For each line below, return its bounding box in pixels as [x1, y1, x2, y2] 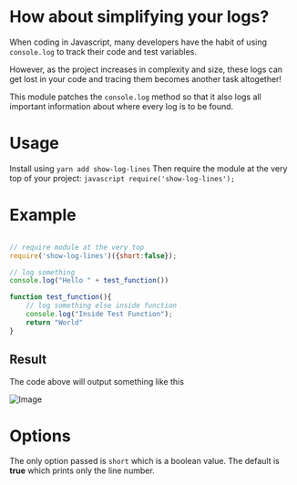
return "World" [26, 317, 84, 327]
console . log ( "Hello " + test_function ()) [9, 276, 169, 285]
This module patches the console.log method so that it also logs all [9, 91, 261, 102]
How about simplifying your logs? [9, 6, 270, 27]
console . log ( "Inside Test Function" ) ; [26, 310, 173, 319]
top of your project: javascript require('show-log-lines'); [9, 172, 235, 183]
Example [9, 205, 77, 225]
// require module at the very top [9, 242, 145, 252]
